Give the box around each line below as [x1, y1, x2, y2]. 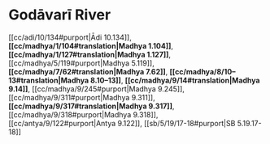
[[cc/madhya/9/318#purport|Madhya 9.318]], [8, 109, 159, 119]
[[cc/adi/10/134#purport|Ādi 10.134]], [8, 32, 133, 42]
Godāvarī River [8, 6, 111, 24]
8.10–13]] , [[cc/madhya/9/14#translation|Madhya [90, 75, 260, 85]
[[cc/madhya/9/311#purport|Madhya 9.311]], [8, 92, 156, 102]
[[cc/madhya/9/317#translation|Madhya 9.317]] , [8, 101, 175, 111]
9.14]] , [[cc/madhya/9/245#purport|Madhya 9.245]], [8, 83, 185, 94]
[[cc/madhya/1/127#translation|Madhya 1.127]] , [8, 49, 172, 59]
